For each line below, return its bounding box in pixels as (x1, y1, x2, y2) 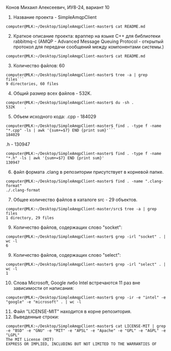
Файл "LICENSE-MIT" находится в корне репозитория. (13, 308, 132, 314)
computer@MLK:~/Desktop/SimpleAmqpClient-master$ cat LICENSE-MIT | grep (6, 323, 166, 329)
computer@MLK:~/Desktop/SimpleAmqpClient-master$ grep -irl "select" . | (6, 262, 166, 267)
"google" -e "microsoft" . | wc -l (6, 300, 82, 305)
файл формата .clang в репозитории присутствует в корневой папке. (13, 169, 164, 175)
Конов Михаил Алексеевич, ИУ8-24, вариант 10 (6, 5, 110, 10)
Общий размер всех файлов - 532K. (13, 90, 92, 96)
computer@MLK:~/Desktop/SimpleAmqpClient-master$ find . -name (6, 179, 143, 184)
